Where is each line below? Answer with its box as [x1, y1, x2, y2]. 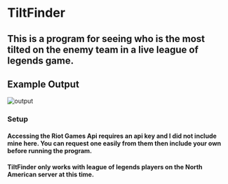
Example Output [7, 78, 79, 90]
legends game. [7, 55, 74, 66]
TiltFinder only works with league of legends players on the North [7, 162, 203, 171]
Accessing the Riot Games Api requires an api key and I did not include [7, 132, 217, 140]
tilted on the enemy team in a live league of [7, 43, 199, 55]
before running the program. [7, 146, 93, 155]
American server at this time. [7, 170, 95, 178]
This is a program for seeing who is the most [7, 33, 206, 45]
